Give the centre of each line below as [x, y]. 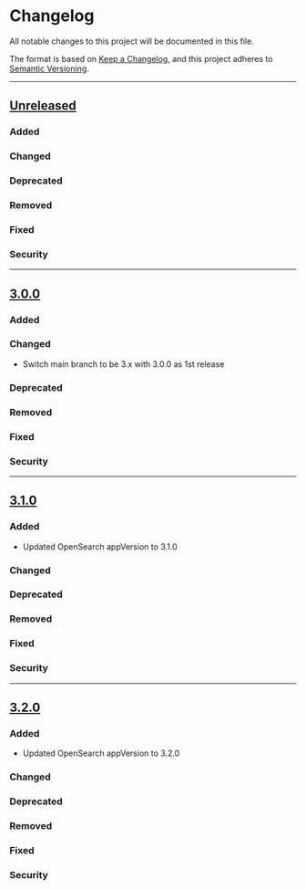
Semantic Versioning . [49, 68]
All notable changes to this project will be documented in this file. [132, 41]
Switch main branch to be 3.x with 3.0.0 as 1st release [123, 364]
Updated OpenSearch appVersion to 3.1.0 [100, 546]
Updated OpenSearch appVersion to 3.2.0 [101, 753]
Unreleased [43, 106]
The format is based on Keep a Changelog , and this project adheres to [141, 58]
